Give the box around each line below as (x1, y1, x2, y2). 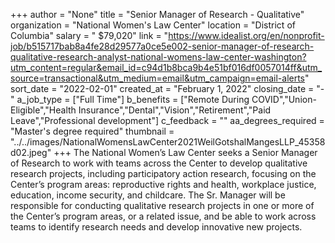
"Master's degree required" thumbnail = (10, 125, 175, 137)
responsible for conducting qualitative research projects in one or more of (10, 200, 315, 211)
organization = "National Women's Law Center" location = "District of (10, 19, 296, 31)
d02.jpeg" (10, 147, 52, 158)
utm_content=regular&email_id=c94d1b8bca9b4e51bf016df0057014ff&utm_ (10, 62, 323, 73)
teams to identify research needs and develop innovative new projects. (10, 221, 303, 233)
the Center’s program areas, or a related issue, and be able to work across (10, 210, 317, 222)
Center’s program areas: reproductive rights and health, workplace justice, (10, 179, 317, 190)
